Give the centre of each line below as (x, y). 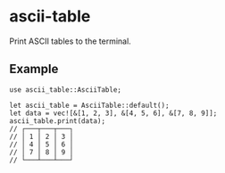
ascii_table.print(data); (57, 121)
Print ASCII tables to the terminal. (70, 41)
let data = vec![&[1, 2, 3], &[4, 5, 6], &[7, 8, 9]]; (113, 113)
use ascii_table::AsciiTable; (66, 90)
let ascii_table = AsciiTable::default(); (89, 105)
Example (34, 69)
